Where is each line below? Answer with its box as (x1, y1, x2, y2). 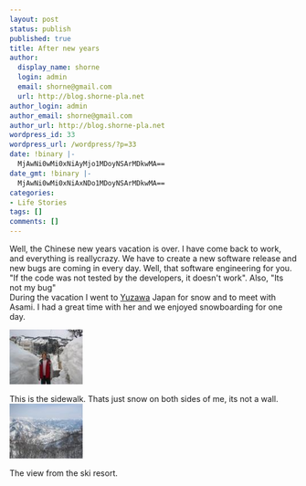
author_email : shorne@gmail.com (9, 111, 132, 121)
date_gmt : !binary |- (9, 169, 92, 178)
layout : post (9, 15, 59, 24)
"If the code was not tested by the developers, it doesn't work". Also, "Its (9, 272, 284, 283)
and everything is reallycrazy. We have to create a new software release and (9, 253, 297, 264)
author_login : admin (9, 101, 89, 111)
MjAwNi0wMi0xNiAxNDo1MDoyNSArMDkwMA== (17, 178, 166, 187)
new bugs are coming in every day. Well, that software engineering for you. (9, 263, 292, 273)
